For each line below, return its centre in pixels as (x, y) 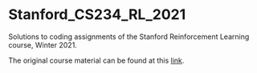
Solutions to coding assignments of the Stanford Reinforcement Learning (129, 36)
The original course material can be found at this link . (96, 60)
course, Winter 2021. (43, 44)
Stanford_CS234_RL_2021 (97, 15)
